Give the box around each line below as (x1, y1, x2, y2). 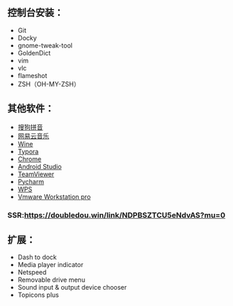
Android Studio (17, 162, 62, 170)
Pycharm (17, 177, 45, 186)
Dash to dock (17, 253, 57, 261)
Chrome (17, 155, 42, 163)
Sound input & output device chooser (17, 283, 127, 292)
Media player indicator (17, 261, 84, 269)
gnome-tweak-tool (17, 41, 73, 50)
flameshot (17, 71, 48, 80)
